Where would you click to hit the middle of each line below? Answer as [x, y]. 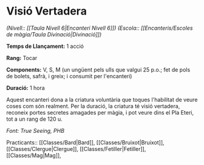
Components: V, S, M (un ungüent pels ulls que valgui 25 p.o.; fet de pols [98, 69]
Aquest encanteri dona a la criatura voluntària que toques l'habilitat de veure [102, 99]
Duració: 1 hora [26, 88]
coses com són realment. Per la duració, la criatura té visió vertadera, [93, 106]
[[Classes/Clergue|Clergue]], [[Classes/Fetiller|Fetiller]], [76, 149]
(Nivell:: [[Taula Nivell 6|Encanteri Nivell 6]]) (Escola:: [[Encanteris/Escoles [100, 28]
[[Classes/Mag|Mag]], [34, 155]
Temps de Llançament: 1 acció [45, 46]
